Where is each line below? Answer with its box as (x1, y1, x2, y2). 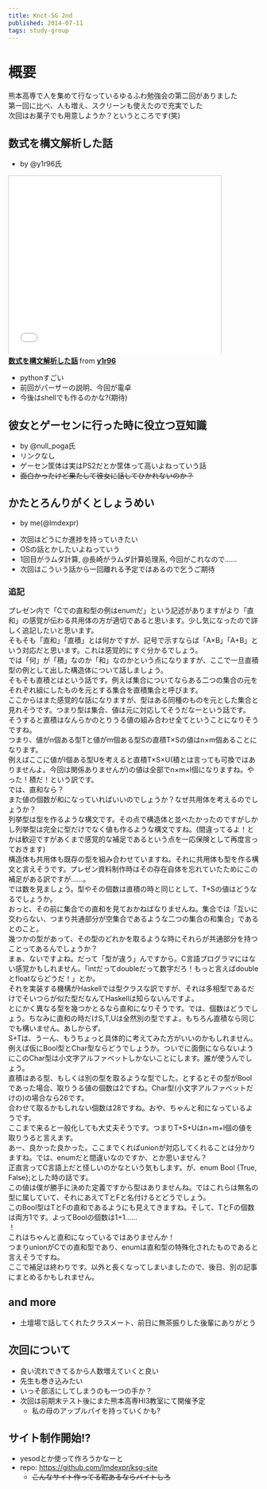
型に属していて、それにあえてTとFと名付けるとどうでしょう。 (8, 1193, 211, 1203)
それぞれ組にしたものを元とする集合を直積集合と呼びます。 (8, 685, 203, 695)
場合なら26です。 (31, 1093, 89, 1103)
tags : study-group (8, 26, 69, 34)
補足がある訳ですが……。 (8, 875, 91, 884)
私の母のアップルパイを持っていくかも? (31, 1405, 161, 1415)
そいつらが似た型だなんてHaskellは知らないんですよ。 (21, 994, 199, 1004)
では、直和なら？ (8, 785, 64, 794)
